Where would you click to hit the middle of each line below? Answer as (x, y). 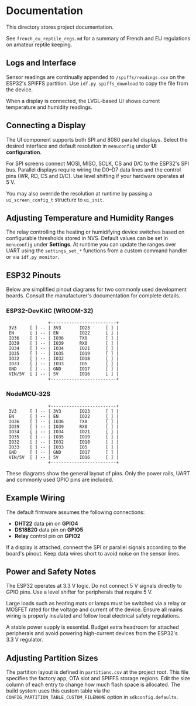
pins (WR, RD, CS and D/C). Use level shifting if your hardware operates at (95, 176)
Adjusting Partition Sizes (52, 658)
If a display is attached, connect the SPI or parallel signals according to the (96, 547)
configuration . (24, 152)
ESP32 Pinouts (34, 275)
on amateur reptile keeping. (39, 44)
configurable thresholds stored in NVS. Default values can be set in (87, 238)
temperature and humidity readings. (49, 107)
